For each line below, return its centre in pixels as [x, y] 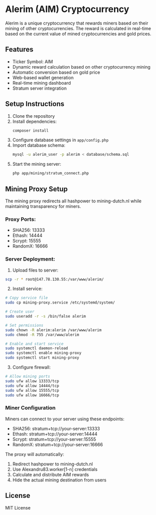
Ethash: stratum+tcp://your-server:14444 [55, 434]
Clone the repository [33, 116]
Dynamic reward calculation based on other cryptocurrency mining [81, 67]
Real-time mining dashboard [41, 83]
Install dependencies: [34, 121]
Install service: [27, 289]
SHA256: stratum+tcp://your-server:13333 [56, 428]
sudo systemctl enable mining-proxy [43, 353]
